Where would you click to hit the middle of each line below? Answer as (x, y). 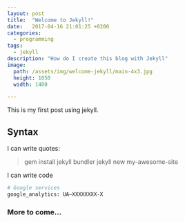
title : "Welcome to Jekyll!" (51, 20)
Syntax (23, 132)
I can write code (30, 175)
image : (17, 65)
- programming (33, 39)
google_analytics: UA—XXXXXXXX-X (55, 194)
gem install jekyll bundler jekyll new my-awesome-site (101, 162)
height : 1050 (32, 78)
